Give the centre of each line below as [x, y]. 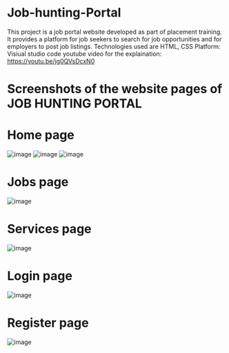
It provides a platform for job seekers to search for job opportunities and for [114, 39]
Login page [40, 276]
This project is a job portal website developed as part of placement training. [114, 32]
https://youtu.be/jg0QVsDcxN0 [51, 61]
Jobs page [38, 182]
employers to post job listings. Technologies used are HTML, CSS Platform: [114, 46]
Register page [48, 323]
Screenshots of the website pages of [115, 89]
